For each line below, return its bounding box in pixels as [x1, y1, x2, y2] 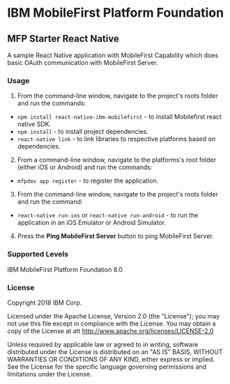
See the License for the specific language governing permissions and [7, 362, 207, 371]
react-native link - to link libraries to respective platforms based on [17, 135, 216, 144]
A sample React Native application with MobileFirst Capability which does [7, 51, 219, 59]
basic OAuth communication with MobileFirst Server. [7, 59, 158, 67]
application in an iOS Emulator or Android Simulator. [17, 218, 166, 227]
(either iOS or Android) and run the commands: [17, 163, 153, 171]
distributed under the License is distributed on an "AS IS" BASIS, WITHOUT [7, 347, 223, 356]
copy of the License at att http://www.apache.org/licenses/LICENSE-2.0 [7, 326, 214, 335]
